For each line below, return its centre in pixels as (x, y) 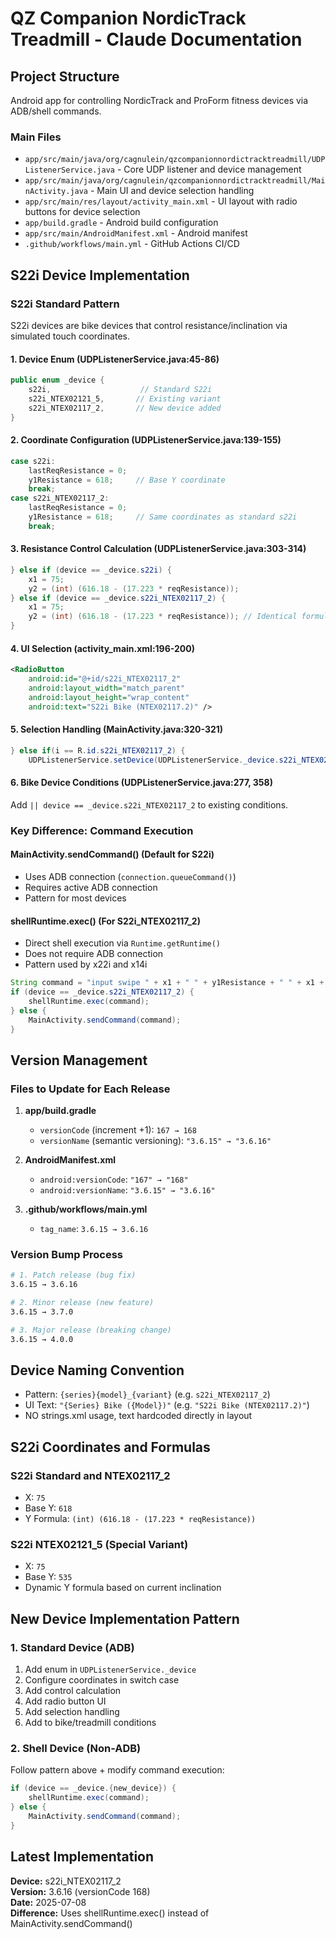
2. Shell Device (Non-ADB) (76, 1749)
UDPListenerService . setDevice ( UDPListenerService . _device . (154, 760)
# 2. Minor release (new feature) (82, 1303)
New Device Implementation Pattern (125, 1618)
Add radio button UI (65, 1701)
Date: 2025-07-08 (48, 1902)
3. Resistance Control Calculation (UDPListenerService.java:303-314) (158, 549)
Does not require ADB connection (94, 954)
